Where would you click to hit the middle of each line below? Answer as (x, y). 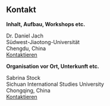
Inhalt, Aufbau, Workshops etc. (46, 24)
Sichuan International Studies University (55, 84)
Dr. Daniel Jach (25, 36)
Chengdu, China (26, 48)
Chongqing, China (28, 90)
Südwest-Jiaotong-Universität (43, 42)
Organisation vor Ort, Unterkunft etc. (53, 66)
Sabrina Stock (23, 77)
